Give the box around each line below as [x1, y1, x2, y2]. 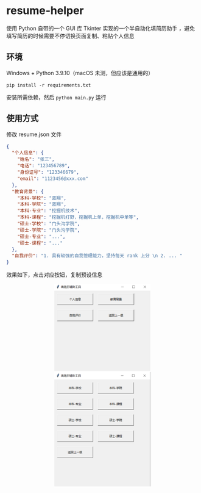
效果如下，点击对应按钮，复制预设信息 [6, 271, 102, 278]
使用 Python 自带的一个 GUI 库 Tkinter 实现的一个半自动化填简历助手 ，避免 [6, 24, 195, 32]
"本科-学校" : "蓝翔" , [17, 195, 67, 201]
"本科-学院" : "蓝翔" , [17, 201, 67, 207]
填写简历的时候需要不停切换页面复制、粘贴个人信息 [6, 32, 135, 40]
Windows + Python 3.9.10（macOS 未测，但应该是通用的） [6, 69, 154, 76]
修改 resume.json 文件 [6, 131, 62, 138]
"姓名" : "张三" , [17, 156, 55, 162]
